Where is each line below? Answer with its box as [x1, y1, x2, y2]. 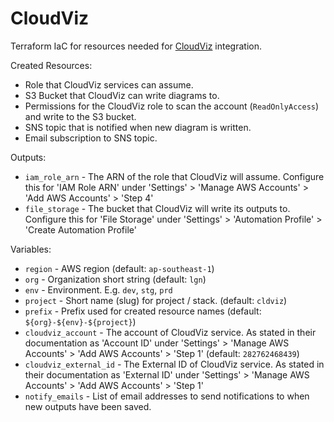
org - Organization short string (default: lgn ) [24, 273, 207, 285]
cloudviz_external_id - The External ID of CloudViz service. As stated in [24, 358, 325, 370]
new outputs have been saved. [24, 400, 152, 412]
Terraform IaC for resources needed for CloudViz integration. [10, 40, 262, 52]
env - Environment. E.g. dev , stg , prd [24, 283, 173, 296]
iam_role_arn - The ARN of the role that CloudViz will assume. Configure [24, 170, 325, 182]
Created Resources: [10, 59, 93, 71]
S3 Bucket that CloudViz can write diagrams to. [24, 89, 220, 101]
